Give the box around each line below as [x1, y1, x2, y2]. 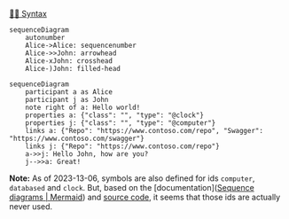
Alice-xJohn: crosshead [25, 57, 113, 66]
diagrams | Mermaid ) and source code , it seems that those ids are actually [9, 192, 281, 202]
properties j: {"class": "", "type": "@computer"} [25, 119, 216, 128]
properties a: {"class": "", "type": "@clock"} [25, 111, 204, 120]
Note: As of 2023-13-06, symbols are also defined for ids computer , [9, 173, 255, 184]
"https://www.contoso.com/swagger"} [9, 134, 144, 143]
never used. [9, 201, 53, 212]
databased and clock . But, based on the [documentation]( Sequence [9, 183, 254, 192]
